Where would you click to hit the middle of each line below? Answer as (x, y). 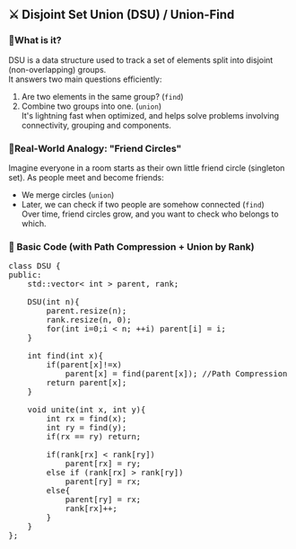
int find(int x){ (65, 356)
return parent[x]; (87, 383)
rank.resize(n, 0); (89, 320)
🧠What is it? (35, 40)
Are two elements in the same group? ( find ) (103, 96)
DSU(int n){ (53, 302)
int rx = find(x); (87, 419)
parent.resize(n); (87, 311)
